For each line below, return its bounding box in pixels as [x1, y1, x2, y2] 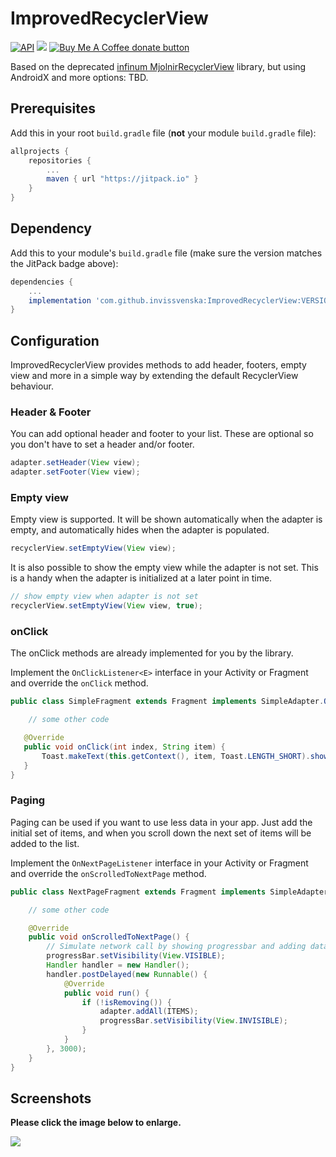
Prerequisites [10, 100, 96, 117]
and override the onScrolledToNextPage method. [10, 867, 207, 879]
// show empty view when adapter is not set [10, 592, 199, 602]
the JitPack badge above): [10, 257, 119, 269]
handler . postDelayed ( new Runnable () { [46, 969, 208, 979]
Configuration [10, 332, 100, 349]
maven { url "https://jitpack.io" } [46, 174, 199, 184]
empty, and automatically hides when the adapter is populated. [10, 524, 270, 536]
